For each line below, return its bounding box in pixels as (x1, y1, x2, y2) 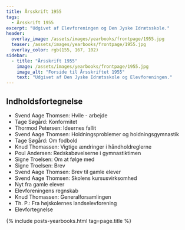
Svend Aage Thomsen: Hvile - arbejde (14, 111, 108, 119)
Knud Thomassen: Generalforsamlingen (14, 193, 111, 201)
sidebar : (6, 52, 28, 58)
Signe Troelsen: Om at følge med (14, 156, 95, 163)
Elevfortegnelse (14, 206, 53, 213)
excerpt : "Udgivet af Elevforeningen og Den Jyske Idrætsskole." (6, 25, 170, 31)
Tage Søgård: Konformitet (14, 118, 78, 125)
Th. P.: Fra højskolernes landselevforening (14, 199, 117, 206)
